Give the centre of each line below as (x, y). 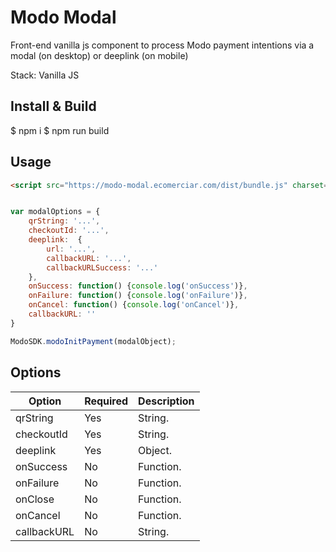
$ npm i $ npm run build (60, 130)
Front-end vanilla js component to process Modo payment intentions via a (162, 45)
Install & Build (53, 106)
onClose (35, 499)
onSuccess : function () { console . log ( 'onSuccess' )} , (138, 286)
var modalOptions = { (55, 212)
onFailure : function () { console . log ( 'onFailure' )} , (138, 296)
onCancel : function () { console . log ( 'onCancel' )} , (134, 305)
